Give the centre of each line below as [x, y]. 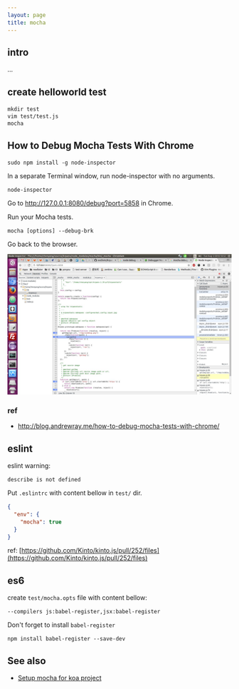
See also [27, 661]
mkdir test [23, 109]
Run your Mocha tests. [40, 217]
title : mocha [27, 22]
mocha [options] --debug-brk [51, 231]
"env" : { [27, 514]
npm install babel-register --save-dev [67, 639]
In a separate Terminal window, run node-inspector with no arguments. [111, 175]
